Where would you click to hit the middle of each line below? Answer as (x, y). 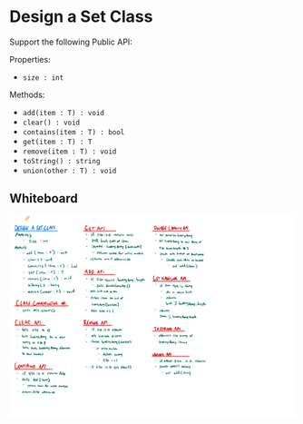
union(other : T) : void (69, 171)
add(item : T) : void (63, 113)
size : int (43, 78)
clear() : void (51, 123)
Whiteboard (44, 198)
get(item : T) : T (57, 142)
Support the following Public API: (71, 42)
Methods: (27, 94)
